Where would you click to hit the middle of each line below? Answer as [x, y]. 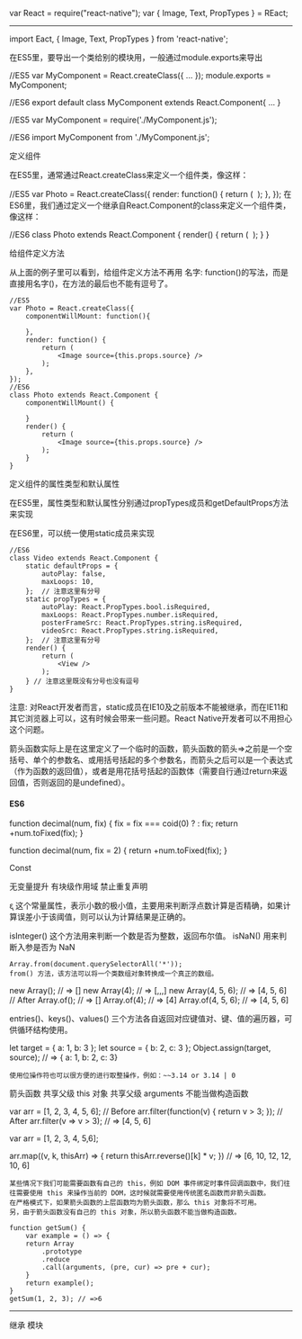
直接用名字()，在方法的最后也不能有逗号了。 [91, 283]
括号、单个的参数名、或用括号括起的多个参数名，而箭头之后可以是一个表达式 [151, 760]
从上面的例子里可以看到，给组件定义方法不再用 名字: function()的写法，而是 [149, 272]
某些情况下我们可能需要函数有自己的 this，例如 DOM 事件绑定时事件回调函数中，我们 [147, 1184]
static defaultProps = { [72, 566]
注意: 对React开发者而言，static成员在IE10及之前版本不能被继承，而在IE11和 [149, 707]
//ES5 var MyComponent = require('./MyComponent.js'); [113, 120]
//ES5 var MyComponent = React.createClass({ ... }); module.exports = [140, 75]
